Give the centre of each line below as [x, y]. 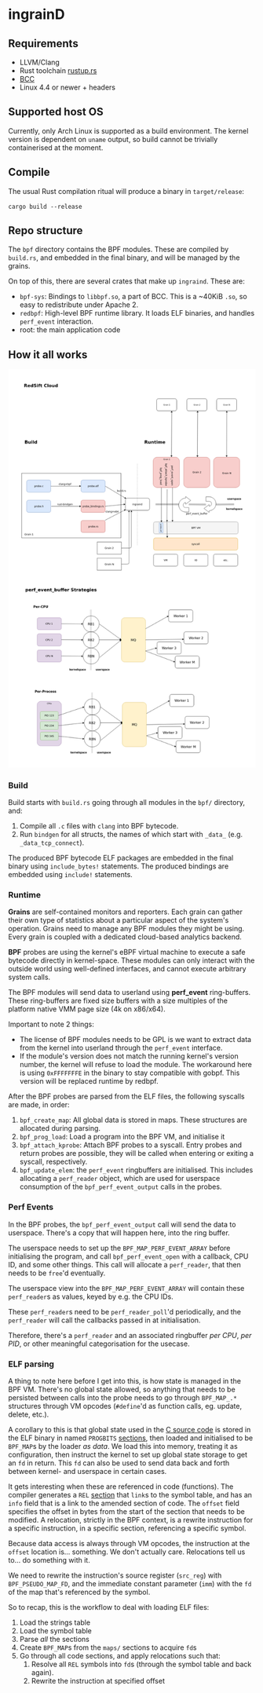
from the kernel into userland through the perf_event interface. [121, 1048]
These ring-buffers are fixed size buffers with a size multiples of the [118, 1001]
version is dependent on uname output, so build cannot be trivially [113, 139]
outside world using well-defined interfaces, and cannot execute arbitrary [127, 969]
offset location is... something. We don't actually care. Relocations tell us [127, 1552]
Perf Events [31, 1207]
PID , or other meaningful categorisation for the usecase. [99, 1344]
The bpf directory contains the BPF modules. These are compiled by [119, 250]
